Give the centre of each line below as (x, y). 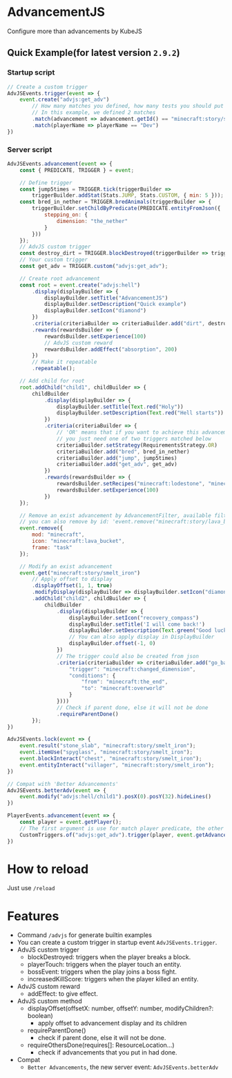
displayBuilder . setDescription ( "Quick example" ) (115, 305)
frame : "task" (52, 547)
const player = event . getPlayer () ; (71, 822)
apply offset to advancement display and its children (112, 1023)
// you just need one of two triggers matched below (134, 439)
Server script (30, 149)
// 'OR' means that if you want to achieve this (127, 432)
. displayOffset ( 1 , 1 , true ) (72, 586)
